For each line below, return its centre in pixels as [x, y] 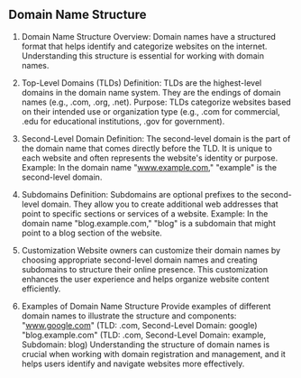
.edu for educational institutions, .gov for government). [123, 121]
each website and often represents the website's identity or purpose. [150, 158]
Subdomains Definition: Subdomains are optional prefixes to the [140, 194]
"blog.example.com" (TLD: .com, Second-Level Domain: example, [144, 335]
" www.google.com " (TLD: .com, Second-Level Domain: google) [139, 325]
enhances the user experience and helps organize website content [145, 279]
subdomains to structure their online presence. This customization [144, 269]
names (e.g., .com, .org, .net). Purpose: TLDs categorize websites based [156, 102]
